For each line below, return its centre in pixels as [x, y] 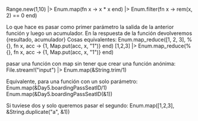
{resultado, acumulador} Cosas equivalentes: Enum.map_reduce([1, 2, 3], [96, 39]
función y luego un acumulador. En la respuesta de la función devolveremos [99, 33]
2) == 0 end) [22, 15]
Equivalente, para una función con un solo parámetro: [72, 81]
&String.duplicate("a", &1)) [38, 112]
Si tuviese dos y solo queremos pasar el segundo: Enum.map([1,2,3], [90, 106]
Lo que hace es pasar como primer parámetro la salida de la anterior [90, 27]
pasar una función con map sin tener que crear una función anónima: [91, 63]
